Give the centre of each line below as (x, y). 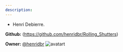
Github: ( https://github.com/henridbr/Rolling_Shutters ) (62, 34)
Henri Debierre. (28, 24)
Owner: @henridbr (25, 44)
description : (19, 10)
